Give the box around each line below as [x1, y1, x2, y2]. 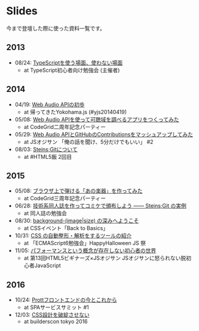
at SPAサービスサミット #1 [23, 304, 90, 311]
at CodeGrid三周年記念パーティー [23, 195, 106, 202]
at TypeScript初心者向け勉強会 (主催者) [23, 66, 120, 73]
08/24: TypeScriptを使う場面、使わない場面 [14, 59, 123, 66]
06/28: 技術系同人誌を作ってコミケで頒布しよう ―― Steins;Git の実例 [14, 202, 186, 210]
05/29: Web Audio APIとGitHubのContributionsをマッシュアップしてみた [14, 130, 193, 138]
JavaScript [34, 262, 61, 269]
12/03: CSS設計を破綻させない [14, 311, 90, 318]
